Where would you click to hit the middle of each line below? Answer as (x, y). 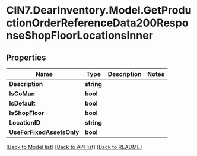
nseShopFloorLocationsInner (80, 36)
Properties (26, 57)
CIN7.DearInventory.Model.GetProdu (99, 10)
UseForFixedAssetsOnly (44, 132)
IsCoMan (22, 94)
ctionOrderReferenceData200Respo (97, 23)
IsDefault (22, 103)
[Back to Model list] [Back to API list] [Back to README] (74, 147)
